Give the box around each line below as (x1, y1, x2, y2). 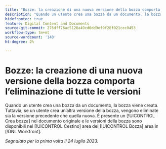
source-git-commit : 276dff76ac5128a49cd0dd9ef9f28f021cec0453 (5, 26, 136, 31)
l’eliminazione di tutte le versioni (5, 86, 141, 97)
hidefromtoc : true (5, 16, 43, 21)
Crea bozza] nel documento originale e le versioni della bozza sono (5, 118, 142, 124)
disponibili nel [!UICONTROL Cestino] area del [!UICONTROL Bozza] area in (5, 123, 159, 129)
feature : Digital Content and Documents (5, 21, 90, 26)
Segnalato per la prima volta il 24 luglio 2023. (5, 138, 99, 144)
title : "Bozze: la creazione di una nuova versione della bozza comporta (5, 7, 161, 12)
